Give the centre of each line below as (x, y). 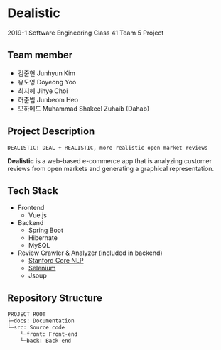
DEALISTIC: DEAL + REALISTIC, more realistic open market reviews (108, 148)
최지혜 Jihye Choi (43, 91)
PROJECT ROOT (27, 315)
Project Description (51, 132)
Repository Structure (55, 298)
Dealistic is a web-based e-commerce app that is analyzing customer (109, 160)
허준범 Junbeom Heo (48, 99)
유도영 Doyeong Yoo (47, 82)
